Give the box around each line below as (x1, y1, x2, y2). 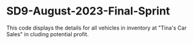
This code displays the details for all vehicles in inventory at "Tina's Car (6, 24, 187, 31)
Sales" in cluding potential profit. (6, 30, 89, 37)
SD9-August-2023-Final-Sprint (6, 4, 170, 18)
